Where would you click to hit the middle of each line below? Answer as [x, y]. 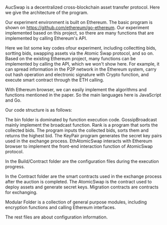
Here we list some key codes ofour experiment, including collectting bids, [81, 48]
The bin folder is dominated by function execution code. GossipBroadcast [81, 120]
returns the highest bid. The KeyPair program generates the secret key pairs [83, 136]
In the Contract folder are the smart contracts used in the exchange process [83, 176]
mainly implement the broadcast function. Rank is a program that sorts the [82, 125]
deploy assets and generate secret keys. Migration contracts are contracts [82, 187]
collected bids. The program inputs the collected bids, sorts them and [77, 130]
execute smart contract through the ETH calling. [54, 80]
